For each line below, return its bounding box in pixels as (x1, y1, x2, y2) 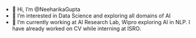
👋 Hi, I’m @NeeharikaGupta (12, 6, 81, 13)
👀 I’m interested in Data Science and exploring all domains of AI (12, 12, 171, 19)
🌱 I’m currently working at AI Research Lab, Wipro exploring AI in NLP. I (12, 19, 191, 25)
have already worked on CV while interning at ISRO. (12, 25, 141, 32)
